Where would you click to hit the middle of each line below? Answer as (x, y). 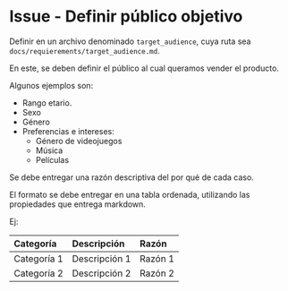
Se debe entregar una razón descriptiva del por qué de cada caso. (132, 177)
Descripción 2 (102, 273)
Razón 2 (157, 273)
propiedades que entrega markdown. (77, 204)
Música (49, 150)
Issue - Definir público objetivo (126, 17)
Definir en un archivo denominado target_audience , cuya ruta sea (130, 41)
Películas (52, 159)
